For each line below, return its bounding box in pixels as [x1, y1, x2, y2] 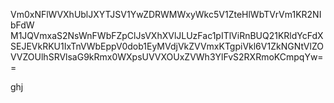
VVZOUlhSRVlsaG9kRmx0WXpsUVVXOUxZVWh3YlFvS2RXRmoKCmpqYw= [10, 51, 324, 63]
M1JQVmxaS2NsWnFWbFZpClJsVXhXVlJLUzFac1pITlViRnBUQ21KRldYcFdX [10, 30, 324, 41]
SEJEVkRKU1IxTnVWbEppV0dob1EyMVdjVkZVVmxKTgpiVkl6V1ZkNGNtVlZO [10, 40, 324, 52]
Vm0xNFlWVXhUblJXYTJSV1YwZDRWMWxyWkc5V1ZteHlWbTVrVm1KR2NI [10, 9, 322, 20]
